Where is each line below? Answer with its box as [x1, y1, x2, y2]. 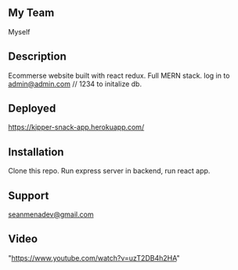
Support [8, 188, 49, 202]
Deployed [8, 102, 56, 115]
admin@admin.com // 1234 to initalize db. [8, 78, 142, 89]
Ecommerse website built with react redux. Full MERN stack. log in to [8, 71, 230, 80]
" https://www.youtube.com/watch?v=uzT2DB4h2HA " [8, 253, 180, 262]
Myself [8, 27, 31, 36]
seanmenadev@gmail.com [8, 210, 94, 219]
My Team [8, 6, 55, 20]
